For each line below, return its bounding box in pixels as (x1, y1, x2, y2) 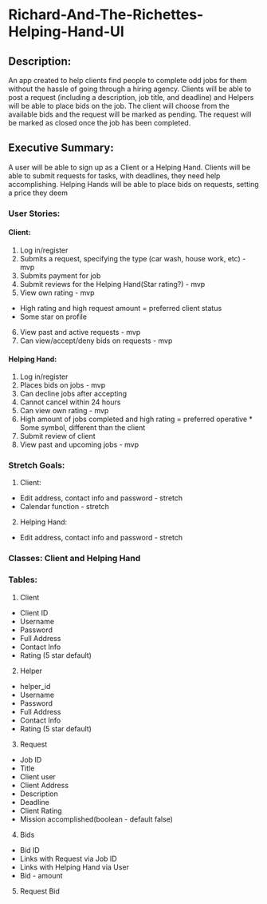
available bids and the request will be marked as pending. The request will (8, 110, 252, 119)
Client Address (19, 780, 69, 790)
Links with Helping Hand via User (19, 862, 130, 872)
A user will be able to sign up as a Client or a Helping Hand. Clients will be (8, 162, 251, 172)
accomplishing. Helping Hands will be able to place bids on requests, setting (8, 179, 259, 189)
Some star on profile (19, 312, 88, 321)
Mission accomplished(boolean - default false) (19, 814, 174, 824)
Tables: (8, 574, 38, 585)
